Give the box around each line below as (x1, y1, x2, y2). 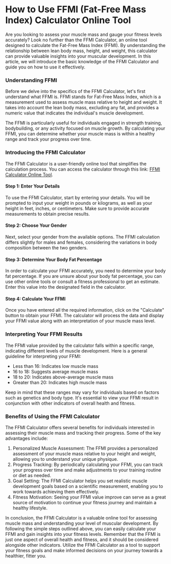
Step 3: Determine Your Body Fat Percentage (5, 256, 102, 263)
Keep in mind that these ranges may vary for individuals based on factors (5, 389, 159, 395)
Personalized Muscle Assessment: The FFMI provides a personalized (12, 445, 158, 451)
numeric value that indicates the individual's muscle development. (5, 110, 144, 116)
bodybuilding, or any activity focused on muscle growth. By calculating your (5, 125, 165, 131)
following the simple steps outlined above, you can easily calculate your (5, 525, 157, 532)
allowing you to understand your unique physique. (12, 456, 118, 462)
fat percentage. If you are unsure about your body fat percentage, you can (5, 273, 162, 279)
